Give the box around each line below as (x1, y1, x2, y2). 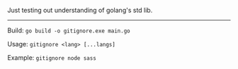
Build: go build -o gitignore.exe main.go (7, 26, 131, 34)
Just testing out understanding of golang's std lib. (7, 6, 153, 14)
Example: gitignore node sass (7, 54, 97, 62)
